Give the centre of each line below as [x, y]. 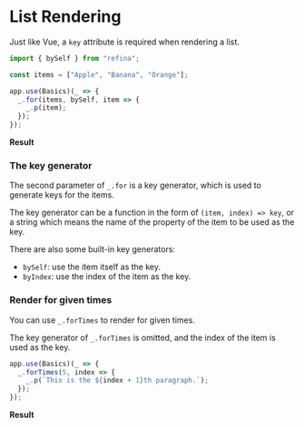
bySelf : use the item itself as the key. [92, 267]
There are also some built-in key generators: [92, 249]
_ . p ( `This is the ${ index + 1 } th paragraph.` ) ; [117, 381]
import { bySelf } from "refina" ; [75, 58]
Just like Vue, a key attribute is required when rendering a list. [125, 42]
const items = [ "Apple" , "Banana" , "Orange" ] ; [99, 74]
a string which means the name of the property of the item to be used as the [152, 222]
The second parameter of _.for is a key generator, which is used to [135, 185]
